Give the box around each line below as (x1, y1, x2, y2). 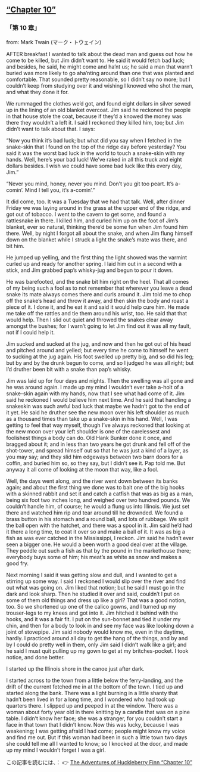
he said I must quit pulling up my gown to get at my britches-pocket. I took (6, 647, 189, 655)
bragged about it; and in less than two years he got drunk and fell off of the (6, 441, 190, 448)
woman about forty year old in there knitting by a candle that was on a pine (6, 708, 190, 715)
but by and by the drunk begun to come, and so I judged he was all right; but (6, 359, 194, 366)
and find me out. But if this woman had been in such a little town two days (6, 733, 187, 741)
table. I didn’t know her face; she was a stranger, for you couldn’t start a (6, 715, 183, 722)
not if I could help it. (6, 328, 55, 336)
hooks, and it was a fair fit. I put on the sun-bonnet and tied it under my (6, 615, 181, 622)
